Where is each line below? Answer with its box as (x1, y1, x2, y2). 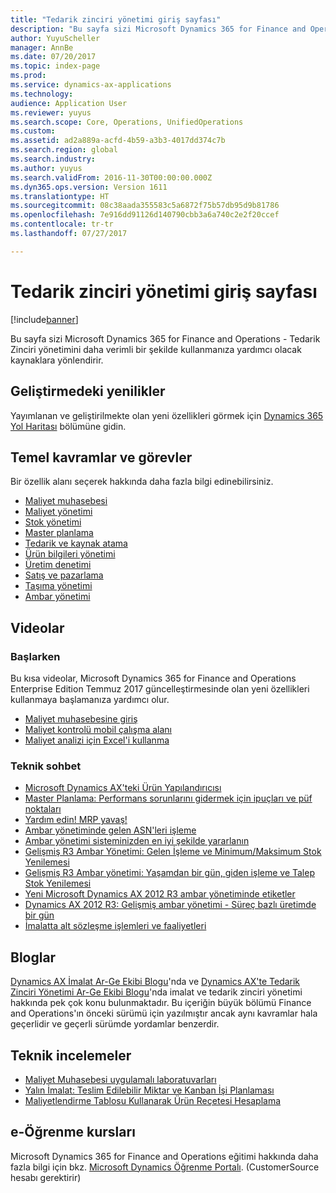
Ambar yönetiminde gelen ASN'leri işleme (24, 824, 197, 836)
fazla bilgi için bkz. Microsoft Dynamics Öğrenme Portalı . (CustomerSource (10, 1161, 320, 1173)
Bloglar (10, 949, 57, 966)
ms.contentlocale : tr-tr (10, 219, 114, 230)
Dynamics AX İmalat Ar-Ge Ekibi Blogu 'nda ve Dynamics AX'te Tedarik (10, 976, 301, 988)
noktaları (24, 803, 62, 815)
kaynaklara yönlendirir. (10, 354, 104, 366)
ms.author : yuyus (10, 163, 83, 173)
